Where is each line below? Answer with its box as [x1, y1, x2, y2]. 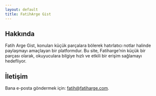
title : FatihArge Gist [5, 12, 51, 17]
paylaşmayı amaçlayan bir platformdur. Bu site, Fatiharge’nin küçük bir [5, 48, 146, 54]
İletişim [5, 72, 28, 80]
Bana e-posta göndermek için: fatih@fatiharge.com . [5, 85, 110, 91]
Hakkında [5, 30, 35, 38]
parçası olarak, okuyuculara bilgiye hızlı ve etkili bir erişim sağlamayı [5, 53, 142, 59]
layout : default [5, 7, 38, 12]
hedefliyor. [5, 58, 27, 64]
